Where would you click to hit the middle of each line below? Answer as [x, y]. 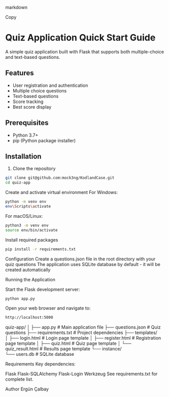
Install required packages [32, 240]
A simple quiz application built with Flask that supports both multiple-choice [84, 52]
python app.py [20, 299]
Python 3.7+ [25, 135]
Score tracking [28, 102]
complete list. [20, 379]
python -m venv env [26, 202]
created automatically [28, 270]
